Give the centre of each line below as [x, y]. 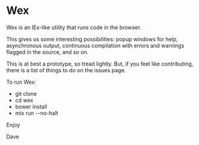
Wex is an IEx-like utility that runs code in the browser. [74, 27]
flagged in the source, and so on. [47, 52]
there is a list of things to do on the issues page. [66, 70]
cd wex [24, 100]
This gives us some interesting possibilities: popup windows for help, [92, 39]
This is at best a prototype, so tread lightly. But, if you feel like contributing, [100, 64]
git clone [26, 93]
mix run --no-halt [37, 113]
